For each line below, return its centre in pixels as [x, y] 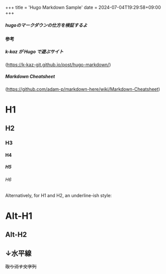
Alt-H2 [16, 235]
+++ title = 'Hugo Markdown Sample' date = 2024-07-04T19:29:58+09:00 [83, 7]
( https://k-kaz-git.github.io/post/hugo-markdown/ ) [58, 64]
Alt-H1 [19, 216]
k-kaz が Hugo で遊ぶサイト [35, 51]
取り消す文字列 [21, 266]
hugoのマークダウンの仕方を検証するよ [46, 25]
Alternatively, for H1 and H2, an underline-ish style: [59, 195]
